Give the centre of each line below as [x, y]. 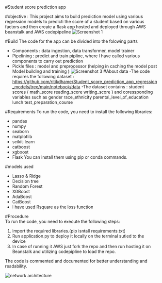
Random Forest [27, 186]
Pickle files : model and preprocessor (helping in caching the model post [84, 66]
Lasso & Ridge [26, 176]
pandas [20, 121]
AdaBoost [22, 197]
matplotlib [22, 136]
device [19, 241]
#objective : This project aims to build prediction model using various [74, 16]
